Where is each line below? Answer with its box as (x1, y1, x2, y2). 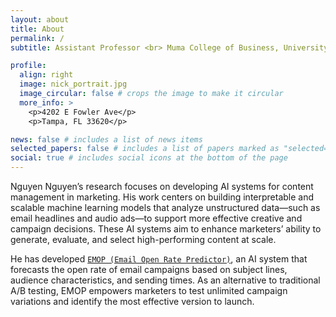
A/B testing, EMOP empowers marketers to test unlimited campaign (10, 285, 288, 296)
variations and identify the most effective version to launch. (10, 296, 255, 307)
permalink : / (10, 33, 65, 43)
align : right (19, 70, 74, 80)
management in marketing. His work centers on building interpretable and (10, 191, 315, 203)
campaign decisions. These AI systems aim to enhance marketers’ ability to (10, 223, 322, 235)
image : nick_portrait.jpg (19, 79, 128, 90)
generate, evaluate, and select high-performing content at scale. (10, 234, 277, 245)
